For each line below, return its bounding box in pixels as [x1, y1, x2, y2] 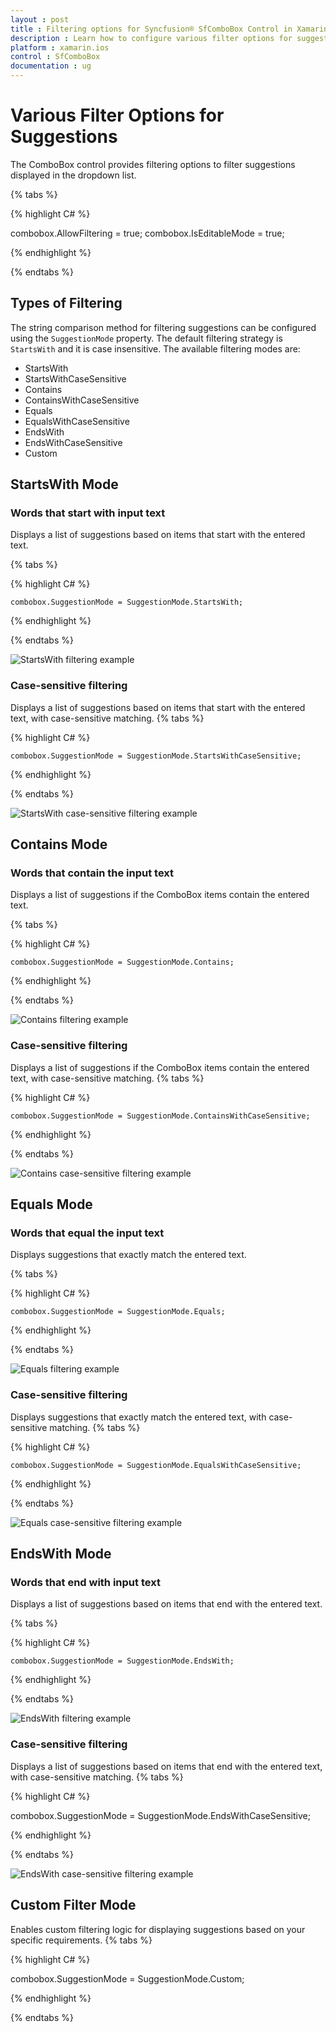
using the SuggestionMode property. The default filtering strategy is [10, 332, 283, 344]
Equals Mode [10, 1196, 93, 1213]
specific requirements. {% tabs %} [10, 1934, 153, 1946]
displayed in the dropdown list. [10, 169, 137, 181]
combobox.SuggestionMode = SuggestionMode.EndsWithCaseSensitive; [10, 1809, 311, 1821]
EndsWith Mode [10, 1546, 112, 1563]
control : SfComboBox [10, 52, 101, 62]
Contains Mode [10, 836, 108, 853]
